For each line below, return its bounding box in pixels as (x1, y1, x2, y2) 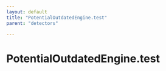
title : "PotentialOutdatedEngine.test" (6, 15, 108, 21)
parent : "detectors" (6, 20, 59, 26)
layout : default (6, 8, 47, 15)
